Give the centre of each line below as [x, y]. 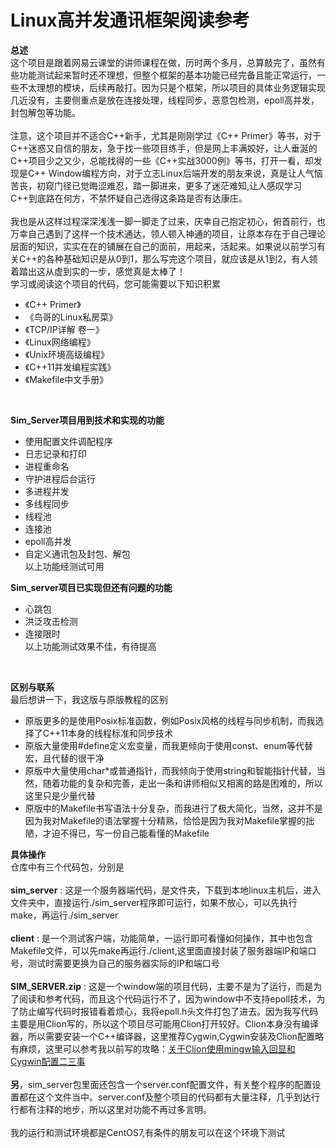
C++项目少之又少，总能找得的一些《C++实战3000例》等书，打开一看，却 [162, 160]
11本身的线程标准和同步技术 [116, 733]
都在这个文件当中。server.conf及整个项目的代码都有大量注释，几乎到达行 [169, 1097]
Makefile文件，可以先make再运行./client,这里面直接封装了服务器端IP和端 [159, 950]
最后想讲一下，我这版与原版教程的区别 [89, 699]
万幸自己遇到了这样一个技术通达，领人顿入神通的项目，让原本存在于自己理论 [168, 233]
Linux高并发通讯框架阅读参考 [130, 20]
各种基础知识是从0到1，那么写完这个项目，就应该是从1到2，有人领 [181, 258]
